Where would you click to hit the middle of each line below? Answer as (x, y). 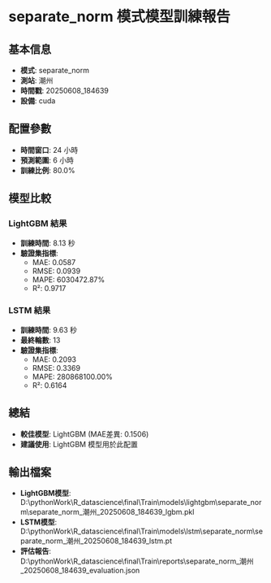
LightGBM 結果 (38, 224)
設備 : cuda (38, 101)
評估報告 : (35, 551)
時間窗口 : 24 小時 (49, 150)
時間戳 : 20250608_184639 (65, 91)
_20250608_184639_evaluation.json (80, 571)
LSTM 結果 (30, 311)
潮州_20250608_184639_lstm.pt (119, 541)
